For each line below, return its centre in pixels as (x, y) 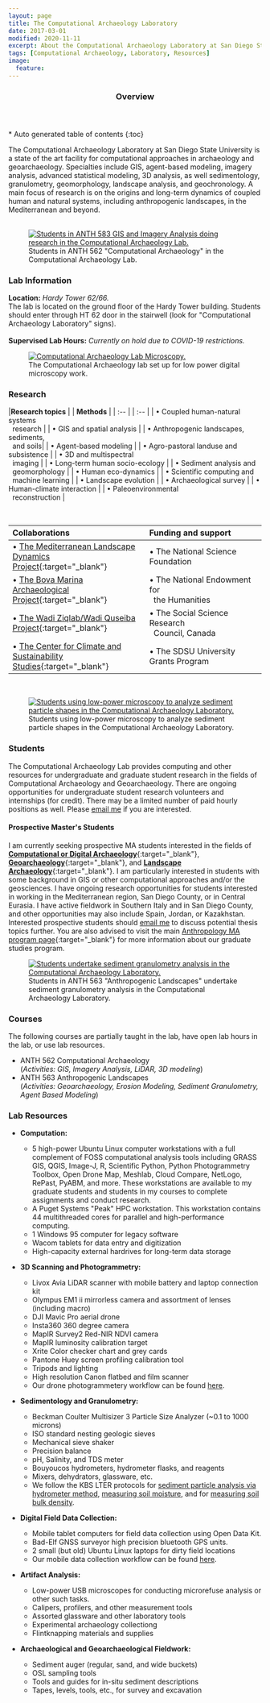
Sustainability (38, 656)
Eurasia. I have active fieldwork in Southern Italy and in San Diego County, (131, 905)
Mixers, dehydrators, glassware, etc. (92, 1477)
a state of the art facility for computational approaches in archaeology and (131, 158)
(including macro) (61, 1308)
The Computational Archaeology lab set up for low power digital (134, 364)
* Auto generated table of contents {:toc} (76, 134)
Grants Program (179, 662)
